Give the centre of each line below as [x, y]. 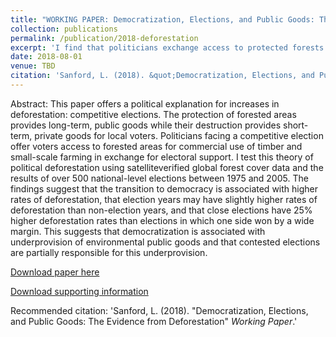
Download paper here [55, 272]
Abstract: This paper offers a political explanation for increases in [145, 103]
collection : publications [64, 29]
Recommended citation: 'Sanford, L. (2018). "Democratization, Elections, [159, 310]
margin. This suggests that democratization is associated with [138, 231]
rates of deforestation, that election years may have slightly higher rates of [164, 199]
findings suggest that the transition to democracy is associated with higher [164, 188]
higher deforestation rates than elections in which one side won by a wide [162, 220]
